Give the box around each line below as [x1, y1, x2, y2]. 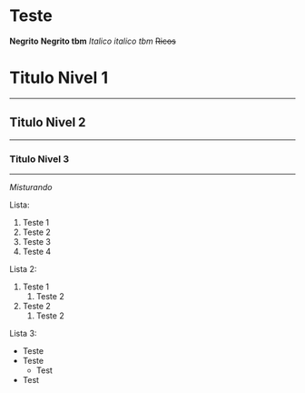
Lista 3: [9, 327, 37, 338]
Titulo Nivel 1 [9, 67, 109, 88]
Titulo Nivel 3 [9, 152, 70, 165]
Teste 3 [22, 236, 52, 247]
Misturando [9, 181, 53, 192]
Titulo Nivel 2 [9, 115, 86, 130]
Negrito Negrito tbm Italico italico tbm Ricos [9, 35, 177, 46]
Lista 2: [9, 263, 37, 274]
